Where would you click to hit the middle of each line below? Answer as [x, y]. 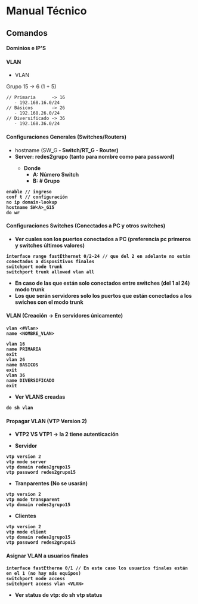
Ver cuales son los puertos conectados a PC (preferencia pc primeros [103, 239]
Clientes [25, 516]
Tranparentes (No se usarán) [51, 483]
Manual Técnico [47, 11]
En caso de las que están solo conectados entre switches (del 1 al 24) [102, 283]
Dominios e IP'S [26, 48]
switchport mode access [36, 579]
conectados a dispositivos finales [50, 261]
